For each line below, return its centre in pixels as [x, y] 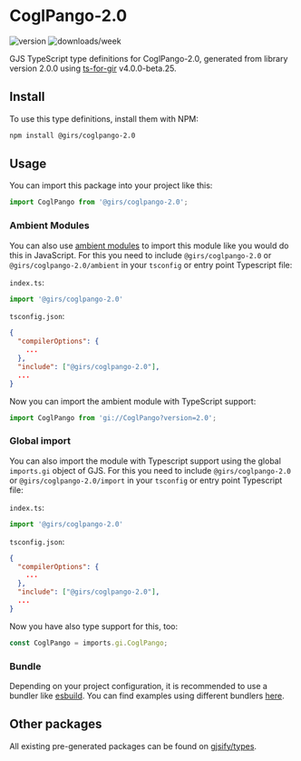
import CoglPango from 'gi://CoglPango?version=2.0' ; [113, 418]
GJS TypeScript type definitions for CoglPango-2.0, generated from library [149, 58]
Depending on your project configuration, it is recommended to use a [138, 686]
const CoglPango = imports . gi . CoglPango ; [89, 643]
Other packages [56, 724]
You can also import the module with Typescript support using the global [145, 461]
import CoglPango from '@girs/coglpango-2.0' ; [99, 202]
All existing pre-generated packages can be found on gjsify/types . [133, 746]
